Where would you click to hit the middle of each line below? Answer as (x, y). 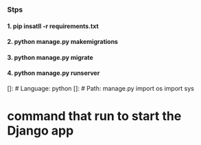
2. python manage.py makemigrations (63, 42)
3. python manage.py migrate (50, 57)
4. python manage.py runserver (54, 73)
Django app (40, 131)
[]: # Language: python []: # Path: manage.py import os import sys (100, 88)
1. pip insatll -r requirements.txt (53, 26)
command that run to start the (94, 116)
